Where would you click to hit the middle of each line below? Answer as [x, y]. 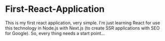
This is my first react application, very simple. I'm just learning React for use [82, 23]
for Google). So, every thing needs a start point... [55, 33]
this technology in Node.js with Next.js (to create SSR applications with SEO [82, 28]
